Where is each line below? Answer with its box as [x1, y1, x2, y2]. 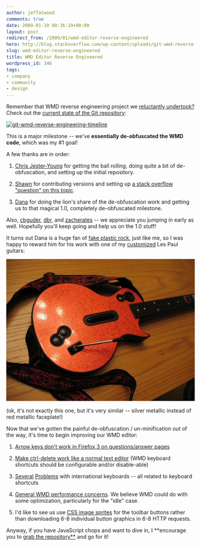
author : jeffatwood [6, 10, 55, 16]
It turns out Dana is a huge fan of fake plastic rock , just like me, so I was [6, 234, 184, 241]
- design [6, 86, 28, 92]
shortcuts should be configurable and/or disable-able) [14, 461, 149, 469]
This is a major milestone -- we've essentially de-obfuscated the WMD [6, 133, 184, 140]
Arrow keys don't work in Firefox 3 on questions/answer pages [14, 443, 170, 450]
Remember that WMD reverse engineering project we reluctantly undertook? [6, 103, 195, 111]
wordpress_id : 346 [6, 60, 52, 66]
